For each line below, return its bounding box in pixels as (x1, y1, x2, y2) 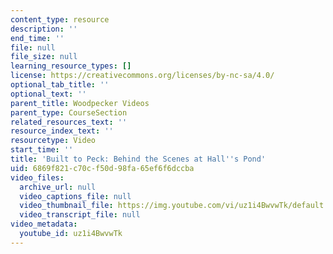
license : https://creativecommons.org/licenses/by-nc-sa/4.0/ (10, 71, 275, 81)
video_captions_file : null (19, 191, 132, 201)
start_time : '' (10, 145, 74, 155)
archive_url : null (19, 182, 97, 192)
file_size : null (10, 52, 78, 62)
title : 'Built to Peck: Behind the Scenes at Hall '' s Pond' (10, 154, 267, 164)
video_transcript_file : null (19, 210, 141, 220)
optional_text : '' (10, 89, 87, 99)
